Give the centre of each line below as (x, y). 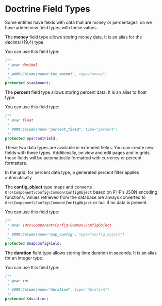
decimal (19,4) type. (25, 42)
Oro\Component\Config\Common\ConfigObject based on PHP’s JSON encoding (81, 192)
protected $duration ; (27, 299)
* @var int (18, 281)
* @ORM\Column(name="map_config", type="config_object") (66, 235)
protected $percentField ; (31, 138)
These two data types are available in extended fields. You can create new (80, 148)
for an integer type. (24, 258)
